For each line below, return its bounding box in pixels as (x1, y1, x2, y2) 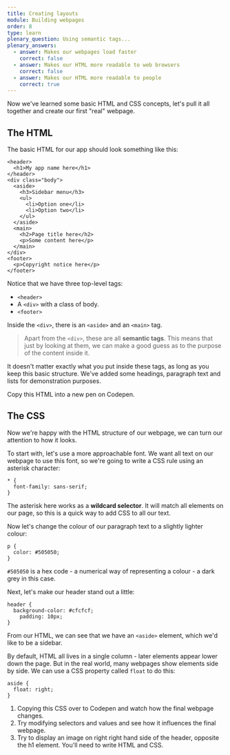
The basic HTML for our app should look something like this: (7, 146, 179, 154)
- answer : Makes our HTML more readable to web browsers (13, 61, 180, 68)
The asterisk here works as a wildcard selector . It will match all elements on (7, 501, 224, 509)
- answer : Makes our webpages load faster (13, 49, 137, 56)
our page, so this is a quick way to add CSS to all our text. (7, 509, 171, 517)
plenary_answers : (7, 42, 57, 49)
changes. (17, 712, 44, 720)
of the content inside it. (23, 349, 90, 357)
